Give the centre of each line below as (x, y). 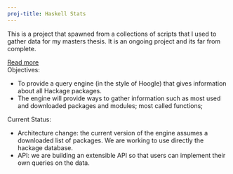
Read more (23, 62)
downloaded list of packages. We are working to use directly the (111, 140)
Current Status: (29, 119)
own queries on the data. (53, 163)
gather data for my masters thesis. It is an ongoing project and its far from (114, 41)
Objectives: (24, 69)
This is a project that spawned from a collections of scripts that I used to (112, 34)
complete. (22, 48)
